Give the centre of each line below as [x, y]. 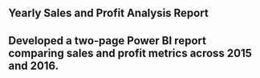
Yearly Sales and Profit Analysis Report [108, 13]
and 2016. [33, 66]
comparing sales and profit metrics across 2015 [130, 53]
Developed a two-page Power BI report [108, 41]
